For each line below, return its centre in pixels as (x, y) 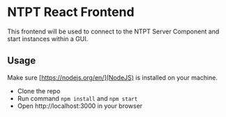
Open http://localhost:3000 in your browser (80, 106)
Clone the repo (39, 91)
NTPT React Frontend (71, 12)
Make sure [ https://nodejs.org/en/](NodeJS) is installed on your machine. (113, 77)
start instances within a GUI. (48, 38)
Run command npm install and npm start (77, 98)
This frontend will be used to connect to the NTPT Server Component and (113, 31)
